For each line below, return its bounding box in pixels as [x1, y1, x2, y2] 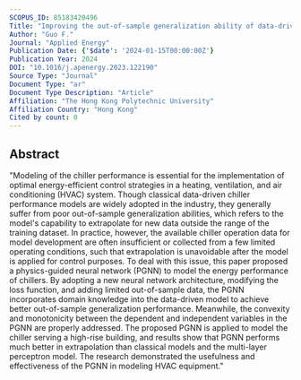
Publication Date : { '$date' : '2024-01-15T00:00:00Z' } [9, 47, 215, 56]
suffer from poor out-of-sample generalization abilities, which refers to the [9, 208, 284, 219]
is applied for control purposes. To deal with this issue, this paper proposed [9, 255, 288, 266]
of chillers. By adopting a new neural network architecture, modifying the [9, 274, 279, 285]
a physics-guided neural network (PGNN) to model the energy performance [9, 265, 289, 276]
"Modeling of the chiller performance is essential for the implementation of [9, 169, 285, 180]
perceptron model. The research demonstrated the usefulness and [9, 350, 255, 361]
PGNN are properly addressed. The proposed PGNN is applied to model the [9, 322, 288, 332]
